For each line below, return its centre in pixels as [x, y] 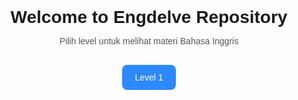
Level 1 [149, 77]
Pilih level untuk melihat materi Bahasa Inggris [149, 41]
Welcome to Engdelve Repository [149, 17]
